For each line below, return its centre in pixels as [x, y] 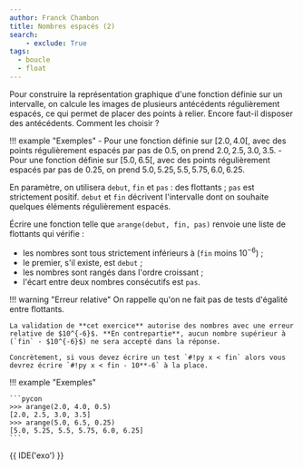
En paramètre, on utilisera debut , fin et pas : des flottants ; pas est [132, 187]
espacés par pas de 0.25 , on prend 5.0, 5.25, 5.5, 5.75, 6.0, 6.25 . [127, 170]
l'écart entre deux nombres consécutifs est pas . [112, 281]
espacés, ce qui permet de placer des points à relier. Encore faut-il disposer [151, 113]
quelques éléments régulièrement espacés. [90, 206]
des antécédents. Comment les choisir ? [84, 122]
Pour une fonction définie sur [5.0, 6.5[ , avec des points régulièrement [140, 160]
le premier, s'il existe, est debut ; [83, 262]
